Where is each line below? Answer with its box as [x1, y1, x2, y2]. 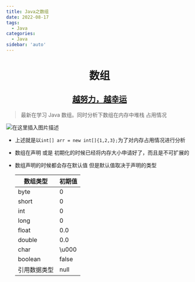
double [17, 235, 37, 243]
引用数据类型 [17, 265, 54, 274]
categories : [6, 31, 36, 37]
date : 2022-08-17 [6, 14, 49, 20]
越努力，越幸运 [72, 94, 127, 104]
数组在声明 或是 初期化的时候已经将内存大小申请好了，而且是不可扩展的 [14, 149, 190, 156]
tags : [6, 20, 20, 25]
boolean [17, 255, 41, 263]
